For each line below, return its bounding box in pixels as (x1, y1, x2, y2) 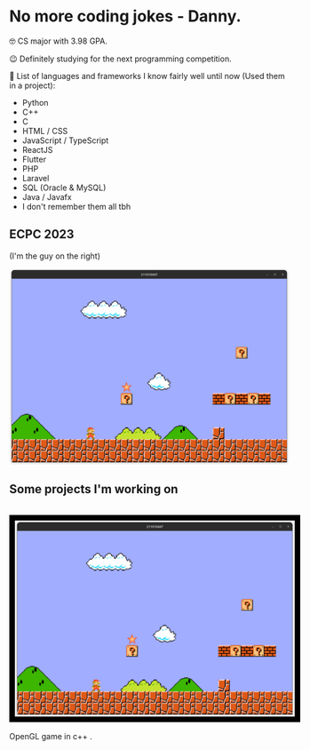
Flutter (21, 154, 47, 164)
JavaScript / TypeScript (21, 135, 109, 146)
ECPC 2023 (9, 227, 75, 242)
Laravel (21, 172, 50, 183)
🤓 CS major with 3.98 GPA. (9, 36, 108, 46)
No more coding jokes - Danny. (9, 6, 242, 27)
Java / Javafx (21, 191, 73, 202)
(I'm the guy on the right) (9, 251, 100, 261)
